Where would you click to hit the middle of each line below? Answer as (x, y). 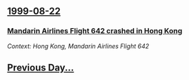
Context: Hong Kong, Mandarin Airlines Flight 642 (78, 46)
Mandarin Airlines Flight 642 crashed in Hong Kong (95, 31)
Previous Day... (41, 68)
